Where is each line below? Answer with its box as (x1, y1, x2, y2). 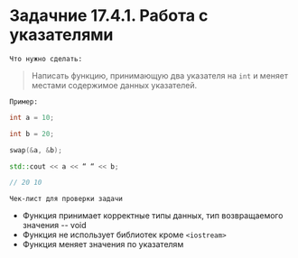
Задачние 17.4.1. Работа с (9, 5, 209, 26)
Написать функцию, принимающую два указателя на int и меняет (31, 69, 289, 81)
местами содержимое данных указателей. (31, 79, 198, 90)
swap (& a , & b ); (9, 145, 63, 154)
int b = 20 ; (9, 129, 54, 138)
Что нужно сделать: (9, 54, 83, 63)
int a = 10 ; (9, 113, 54, 122)
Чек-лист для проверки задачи (9, 195, 124, 204)
